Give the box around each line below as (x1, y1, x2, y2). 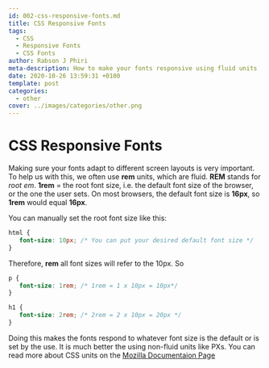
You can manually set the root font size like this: (8, 213, 168, 223)
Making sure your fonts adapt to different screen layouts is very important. (8, 163, 255, 174)
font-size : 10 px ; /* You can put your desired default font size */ (19, 236, 254, 245)
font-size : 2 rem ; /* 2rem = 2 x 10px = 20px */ (19, 312, 182, 320)
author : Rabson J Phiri (8, 57, 89, 65)
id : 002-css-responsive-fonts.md (8, 11, 121, 20)
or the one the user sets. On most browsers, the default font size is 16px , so (8, 189, 260, 199)
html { (8, 229, 31, 237)
